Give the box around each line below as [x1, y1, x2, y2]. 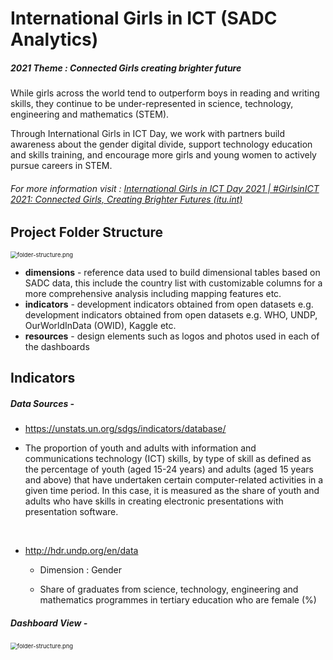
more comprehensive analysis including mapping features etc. [24, 287, 282, 299]
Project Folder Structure [10, 224, 164, 241]
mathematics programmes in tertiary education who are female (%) [39, 594, 317, 606]
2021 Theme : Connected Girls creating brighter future [10, 62, 242, 74]
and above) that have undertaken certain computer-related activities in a [24, 474, 324, 486]
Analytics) [10, 28, 99, 51]
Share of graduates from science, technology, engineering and [39, 583, 299, 596]
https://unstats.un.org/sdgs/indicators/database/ [24, 423, 227, 435]
